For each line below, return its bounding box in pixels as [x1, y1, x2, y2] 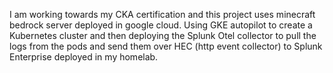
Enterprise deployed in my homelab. [9, 51, 159, 63]
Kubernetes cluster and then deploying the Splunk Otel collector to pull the [9, 30, 317, 41]
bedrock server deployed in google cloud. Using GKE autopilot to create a [9, 19, 313, 31]
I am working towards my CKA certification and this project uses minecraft [9, 9, 316, 20]
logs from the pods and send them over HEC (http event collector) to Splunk [9, 40, 323, 52]
